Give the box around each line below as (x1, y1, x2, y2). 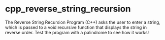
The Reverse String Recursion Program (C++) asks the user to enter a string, (5, 19, 161, 25)
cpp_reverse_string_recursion (5, 3, 132, 14)
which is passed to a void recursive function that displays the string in (5, 24, 147, 30)
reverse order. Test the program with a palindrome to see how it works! (5, 29, 149, 35)
